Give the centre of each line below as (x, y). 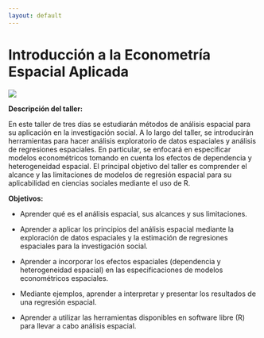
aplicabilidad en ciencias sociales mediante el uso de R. (99, 182)
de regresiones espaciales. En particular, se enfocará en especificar (120, 149)
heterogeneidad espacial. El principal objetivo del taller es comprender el (128, 166)
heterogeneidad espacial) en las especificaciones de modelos (121, 270)
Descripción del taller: (46, 109)
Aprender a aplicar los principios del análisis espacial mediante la (127, 229)
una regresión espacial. (58, 302)
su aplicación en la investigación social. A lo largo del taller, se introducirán (131, 133)
